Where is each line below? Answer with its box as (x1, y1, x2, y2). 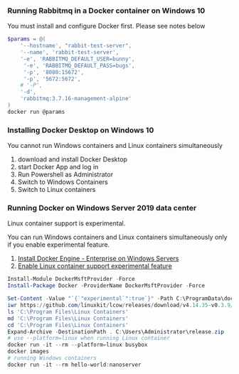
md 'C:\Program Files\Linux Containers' (7, 315, 129, 322)
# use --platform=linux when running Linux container (7, 335, 171, 342)
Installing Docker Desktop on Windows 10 (7, 125, 154, 135)
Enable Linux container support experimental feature (17, 262, 172, 270)
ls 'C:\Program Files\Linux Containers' (7, 308, 129, 315)
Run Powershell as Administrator (17, 170, 114, 179)
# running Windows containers (7, 355, 97, 362)
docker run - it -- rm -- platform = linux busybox (7, 341, 148, 348)
